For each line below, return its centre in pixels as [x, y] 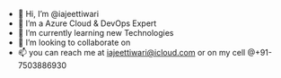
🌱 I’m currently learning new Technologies [96, 33]
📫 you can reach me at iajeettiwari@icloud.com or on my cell [132, 52]
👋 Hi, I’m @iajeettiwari [58, 14]
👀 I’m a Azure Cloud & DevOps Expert [87, 23]
